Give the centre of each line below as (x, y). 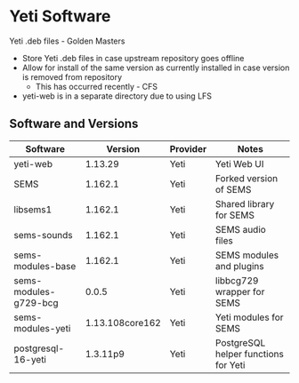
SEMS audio (241, 229)
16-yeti (30, 359)
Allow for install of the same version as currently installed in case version (156, 68)
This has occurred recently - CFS (97, 86)
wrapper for (240, 291)
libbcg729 (237, 280)
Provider (188, 148)
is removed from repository (72, 76)
